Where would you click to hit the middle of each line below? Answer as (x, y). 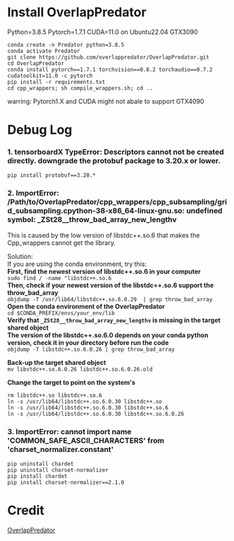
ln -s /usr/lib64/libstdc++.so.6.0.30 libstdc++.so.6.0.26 (96, 414)
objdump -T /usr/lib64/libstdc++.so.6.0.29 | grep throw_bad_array (110, 299)
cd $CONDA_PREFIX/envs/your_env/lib (61, 313)
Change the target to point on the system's (72, 382)
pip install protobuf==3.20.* (52, 175)
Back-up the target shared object (57, 362)
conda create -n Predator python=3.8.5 (66, 45)
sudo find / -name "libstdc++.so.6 (60, 278)
